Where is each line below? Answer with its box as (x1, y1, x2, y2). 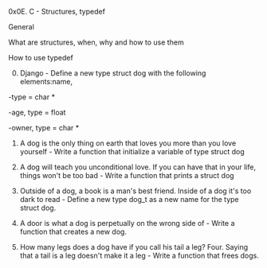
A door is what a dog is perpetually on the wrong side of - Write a (19, 219, 235, 227)
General (8, 22, 34, 31)
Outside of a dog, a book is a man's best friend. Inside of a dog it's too (19, 186, 252, 196)
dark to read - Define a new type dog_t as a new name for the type (19, 195, 239, 204)
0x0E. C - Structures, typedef (8, 7, 106, 16)
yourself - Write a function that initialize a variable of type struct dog (19, 147, 245, 156)
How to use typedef (8, 53, 73, 62)
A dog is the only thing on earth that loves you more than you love (19, 138, 237, 148)
